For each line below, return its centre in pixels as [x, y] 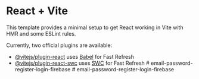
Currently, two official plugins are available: [59, 45]
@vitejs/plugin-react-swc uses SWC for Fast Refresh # [82, 63]
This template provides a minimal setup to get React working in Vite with [95, 27]
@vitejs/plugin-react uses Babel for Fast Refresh [74, 56]
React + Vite [37, 11]
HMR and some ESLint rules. [41, 33]
